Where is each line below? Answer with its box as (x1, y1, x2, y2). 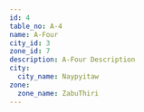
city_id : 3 (9, 38, 51, 48)
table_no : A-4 (9, 22, 63, 31)
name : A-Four (9, 30, 59, 39)
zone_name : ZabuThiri (17, 89, 100, 98)
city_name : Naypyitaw (17, 72, 100, 81)
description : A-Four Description (9, 55, 136, 64)
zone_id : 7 (9, 47, 51, 56)
